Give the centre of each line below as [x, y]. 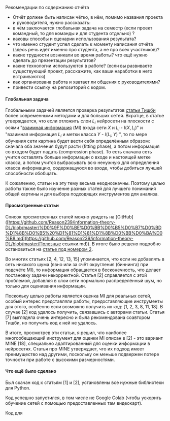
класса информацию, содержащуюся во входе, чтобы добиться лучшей [84, 168]
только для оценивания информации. [46, 286]
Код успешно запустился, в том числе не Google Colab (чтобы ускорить [83, 398]
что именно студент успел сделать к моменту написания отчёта [83, 44]
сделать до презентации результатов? [54, 60]
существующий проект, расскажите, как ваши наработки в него [82, 71]
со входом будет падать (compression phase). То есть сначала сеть [79, 151]
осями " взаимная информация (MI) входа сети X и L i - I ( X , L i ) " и [74, 128]
